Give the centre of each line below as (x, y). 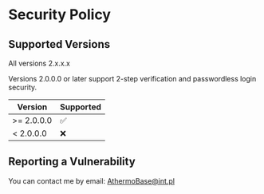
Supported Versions (59, 44)
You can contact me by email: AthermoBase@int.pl (92, 180)
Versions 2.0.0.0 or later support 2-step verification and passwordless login (132, 79)
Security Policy (60, 15)
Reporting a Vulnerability (72, 162)
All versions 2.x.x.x (39, 63)
